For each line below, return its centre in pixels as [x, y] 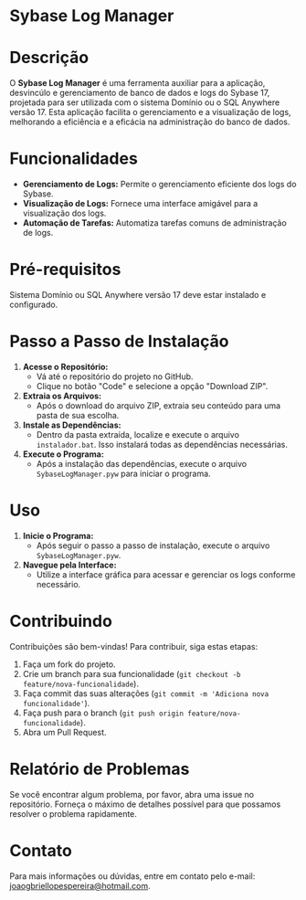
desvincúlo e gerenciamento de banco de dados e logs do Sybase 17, [140, 93]
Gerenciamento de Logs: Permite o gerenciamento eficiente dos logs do [159, 185]
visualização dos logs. [64, 213]
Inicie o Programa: [58, 535]
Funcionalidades [74, 159]
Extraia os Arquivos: [62, 396]
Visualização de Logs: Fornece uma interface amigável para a [140, 204]
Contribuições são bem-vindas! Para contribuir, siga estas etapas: [134, 646]
